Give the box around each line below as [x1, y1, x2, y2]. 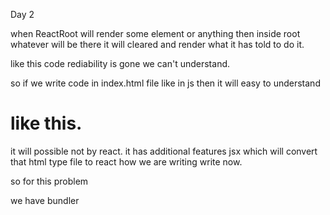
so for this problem [10, 175, 89, 187]
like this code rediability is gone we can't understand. [10, 58, 231, 69]
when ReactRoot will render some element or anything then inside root [10, 28, 301, 39]
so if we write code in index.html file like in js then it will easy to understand [10, 77, 321, 89]
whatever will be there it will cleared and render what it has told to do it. [10, 39, 305, 50]
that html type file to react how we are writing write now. [10, 155, 243, 168]
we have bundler [10, 194, 80, 206]
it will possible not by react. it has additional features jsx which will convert [10, 145, 318, 157]
